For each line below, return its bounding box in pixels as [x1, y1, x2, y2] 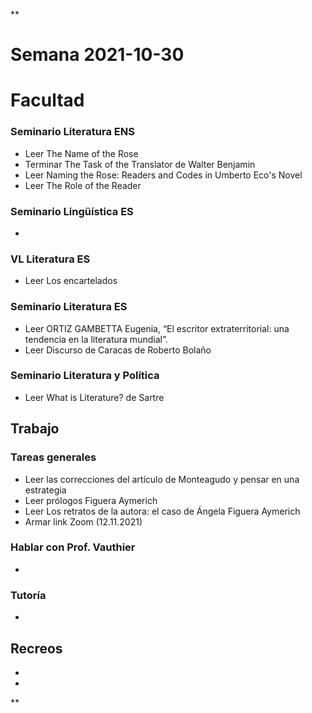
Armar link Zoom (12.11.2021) [24, 515, 143, 528]
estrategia [24, 484, 67, 496]
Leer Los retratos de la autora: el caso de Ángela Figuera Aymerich [24, 505, 301, 517]
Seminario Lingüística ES [10, 204, 134, 218]
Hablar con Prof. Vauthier [10, 540, 136, 554]
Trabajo [10, 420, 60, 438]
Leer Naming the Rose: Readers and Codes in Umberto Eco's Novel [24, 169, 303, 181]
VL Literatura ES [10, 252, 91, 266]
